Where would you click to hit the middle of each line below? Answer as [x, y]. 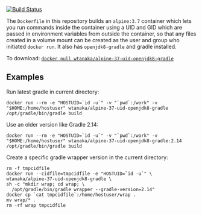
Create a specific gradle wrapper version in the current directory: [87, 157]
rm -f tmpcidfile [28, 168]
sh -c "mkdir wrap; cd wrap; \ [46, 184]
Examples [25, 77]
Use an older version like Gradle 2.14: [52, 124]
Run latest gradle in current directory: [53, 92]
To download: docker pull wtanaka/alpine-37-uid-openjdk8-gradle [90, 58]
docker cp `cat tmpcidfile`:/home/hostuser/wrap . [71, 195]
